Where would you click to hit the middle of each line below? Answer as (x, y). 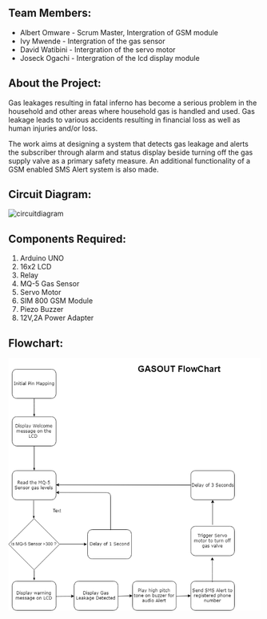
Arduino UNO (42, 258)
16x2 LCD (36, 267)
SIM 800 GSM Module (56, 301)
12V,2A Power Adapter (57, 318)
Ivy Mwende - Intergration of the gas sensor (92, 41)
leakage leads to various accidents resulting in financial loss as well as (124, 119)
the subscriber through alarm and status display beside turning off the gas (131, 152)
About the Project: (55, 83)
